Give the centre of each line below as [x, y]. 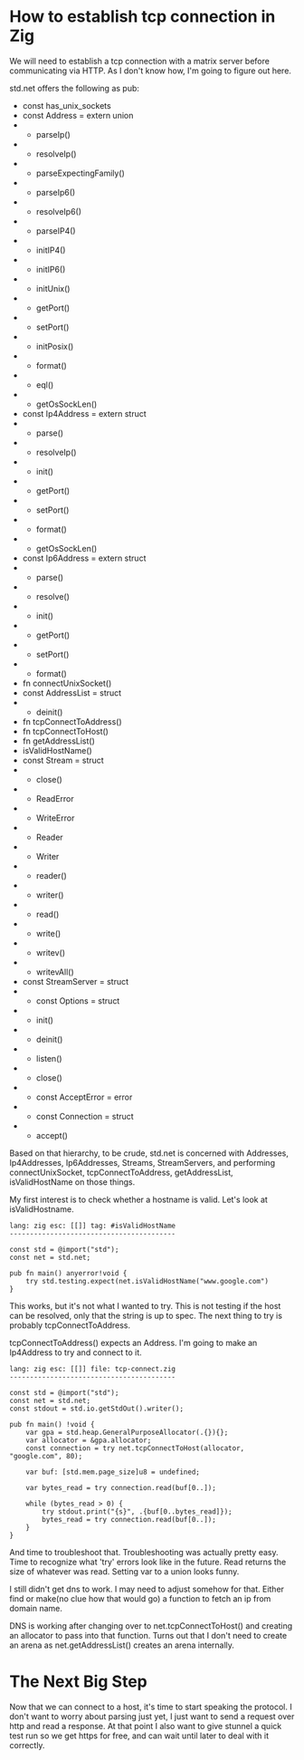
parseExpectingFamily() [80, 173]
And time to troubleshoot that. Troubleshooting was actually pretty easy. [144, 1552]
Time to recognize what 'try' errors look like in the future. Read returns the [148, 1562]
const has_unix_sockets [66, 105]
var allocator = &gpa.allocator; [89, 1440]
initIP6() [51, 269]
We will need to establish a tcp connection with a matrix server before [139, 61]
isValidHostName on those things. [72, 1182]
